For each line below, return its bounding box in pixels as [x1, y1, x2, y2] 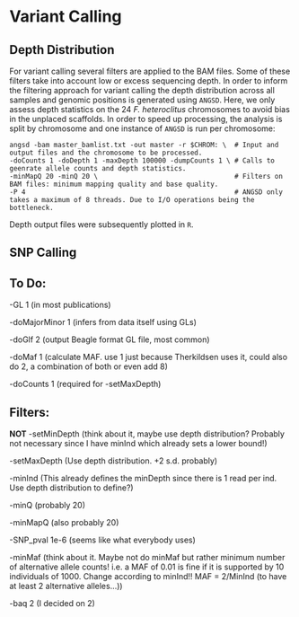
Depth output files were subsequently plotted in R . [9, 219, 195, 230]
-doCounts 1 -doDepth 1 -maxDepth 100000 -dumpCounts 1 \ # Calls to [9, 156, 276, 165]
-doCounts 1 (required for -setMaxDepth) [9, 379, 162, 390]
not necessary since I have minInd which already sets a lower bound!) [9, 438, 268, 449]
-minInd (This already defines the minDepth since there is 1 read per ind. [9, 473, 277, 484]
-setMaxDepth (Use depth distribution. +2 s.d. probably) [9, 455, 218, 466]
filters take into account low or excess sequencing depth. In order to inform [9, 75, 288, 86]
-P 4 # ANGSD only [9, 188, 283, 197]
